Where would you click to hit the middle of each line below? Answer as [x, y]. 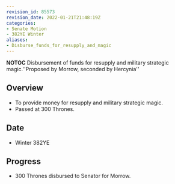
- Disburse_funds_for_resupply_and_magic [59, 46]
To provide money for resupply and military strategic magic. [89, 103]
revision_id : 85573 [31, 12]
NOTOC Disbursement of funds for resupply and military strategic [88, 62]
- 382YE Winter [25, 34]
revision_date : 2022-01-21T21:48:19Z [54, 17]
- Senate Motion [26, 29]
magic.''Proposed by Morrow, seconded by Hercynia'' [73, 69]
